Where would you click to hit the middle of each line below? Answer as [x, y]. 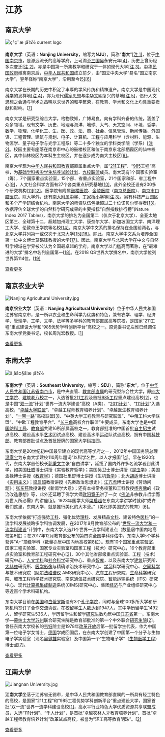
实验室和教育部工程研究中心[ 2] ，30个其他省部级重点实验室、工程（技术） [84, 554]
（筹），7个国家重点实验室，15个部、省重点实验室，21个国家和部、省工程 [79, 178]
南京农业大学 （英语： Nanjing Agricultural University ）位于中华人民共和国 [81, 308]
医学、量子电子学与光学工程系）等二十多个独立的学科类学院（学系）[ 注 [81, 143]
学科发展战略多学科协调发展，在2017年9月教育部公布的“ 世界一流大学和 [81, 523]
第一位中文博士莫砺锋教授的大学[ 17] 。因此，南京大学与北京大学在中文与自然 [82, 240]
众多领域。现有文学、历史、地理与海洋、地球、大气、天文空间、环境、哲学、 [82, 125]
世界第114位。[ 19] [23, 258]
